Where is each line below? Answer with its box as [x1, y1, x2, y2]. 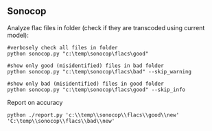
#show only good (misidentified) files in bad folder [7, 62, 165, 69]
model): [7, 31, 29, 39]
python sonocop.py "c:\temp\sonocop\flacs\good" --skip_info [7, 86, 186, 93]
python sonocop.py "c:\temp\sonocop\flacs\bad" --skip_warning [7, 68, 192, 75]
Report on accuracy [7, 98, 63, 106]
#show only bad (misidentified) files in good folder [7, 80, 165, 87]
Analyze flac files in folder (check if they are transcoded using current [7, 23, 205, 32]
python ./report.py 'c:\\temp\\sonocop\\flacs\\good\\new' [7, 111, 180, 119]
